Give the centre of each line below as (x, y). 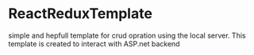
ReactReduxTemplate (81, 14)
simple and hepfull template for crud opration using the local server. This (127, 35)
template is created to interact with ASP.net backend (94, 43)
